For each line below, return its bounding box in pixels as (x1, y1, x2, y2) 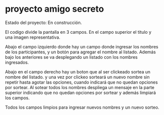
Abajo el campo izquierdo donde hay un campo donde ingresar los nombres (5, 44, 159, 49)
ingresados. (5, 59, 29, 65)
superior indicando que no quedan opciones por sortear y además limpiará (5, 90, 156, 95)
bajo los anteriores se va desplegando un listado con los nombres (5, 54, 138, 60)
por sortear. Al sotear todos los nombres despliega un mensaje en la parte (5, 84, 155, 90)
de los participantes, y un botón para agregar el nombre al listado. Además (5, 49, 156, 55)
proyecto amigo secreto (5, 3, 104, 15)
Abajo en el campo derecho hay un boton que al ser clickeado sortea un (5, 69, 151, 74)
